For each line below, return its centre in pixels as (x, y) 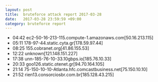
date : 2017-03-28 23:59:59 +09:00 (43, 19)
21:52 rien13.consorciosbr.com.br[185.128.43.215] (63, 75)
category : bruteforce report (35, 24)
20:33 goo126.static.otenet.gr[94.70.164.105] (58, 64)
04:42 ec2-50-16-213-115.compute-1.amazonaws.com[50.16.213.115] (83, 38)
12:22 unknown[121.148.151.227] (45, 54)
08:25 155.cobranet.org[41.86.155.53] (51, 48)
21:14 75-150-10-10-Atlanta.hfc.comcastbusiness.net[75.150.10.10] (80, 70)
